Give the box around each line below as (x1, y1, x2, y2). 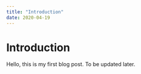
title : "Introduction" (6, 8, 64, 15)
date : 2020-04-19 (6, 15, 50, 21)
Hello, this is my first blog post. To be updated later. (6, 61, 136, 68)
